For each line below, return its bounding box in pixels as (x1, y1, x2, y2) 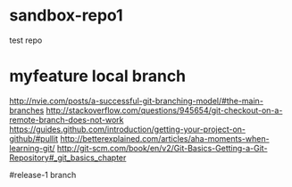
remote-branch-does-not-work (9, 114, 124, 125)
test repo (9, 35, 43, 45)
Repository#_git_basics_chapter (9, 152, 127, 163)
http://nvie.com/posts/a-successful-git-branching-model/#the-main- (9, 95, 263, 106)
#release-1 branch (9, 169, 77, 180)
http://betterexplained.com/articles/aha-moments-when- (60, 133, 270, 143)
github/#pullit (9, 133, 59, 143)
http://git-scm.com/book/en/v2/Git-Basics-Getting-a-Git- (56, 142, 268, 153)
